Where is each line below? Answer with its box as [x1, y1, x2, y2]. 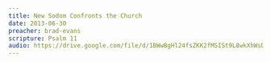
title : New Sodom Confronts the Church [8, 11, 143, 20]
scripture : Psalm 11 [8, 34, 78, 43]
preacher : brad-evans [8, 27, 81, 35]
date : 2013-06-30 [8, 19, 67, 27]
